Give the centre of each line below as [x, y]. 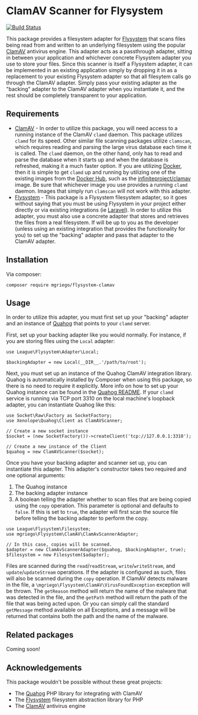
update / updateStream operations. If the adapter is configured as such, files [96, 572]
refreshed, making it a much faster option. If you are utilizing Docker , [98, 166]
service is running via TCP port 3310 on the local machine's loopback [91, 399]
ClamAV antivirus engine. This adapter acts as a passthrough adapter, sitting [99, 51]
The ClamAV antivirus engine [50, 706]
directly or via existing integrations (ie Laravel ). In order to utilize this [98, 210]
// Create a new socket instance [47, 431]
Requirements [33, 114]
